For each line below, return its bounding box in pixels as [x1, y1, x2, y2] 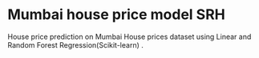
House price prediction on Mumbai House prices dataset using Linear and [7, 32, 252, 41]
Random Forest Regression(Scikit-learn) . [7, 40, 144, 49]
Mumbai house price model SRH [7, 6, 225, 24]
